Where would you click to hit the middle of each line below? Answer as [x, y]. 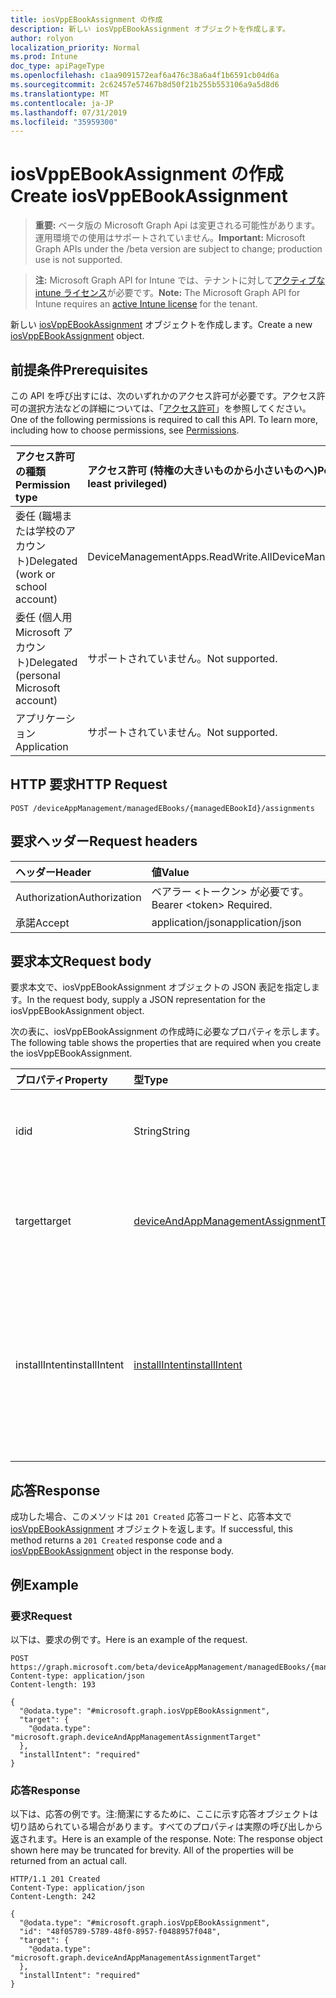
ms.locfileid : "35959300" [64, 122]
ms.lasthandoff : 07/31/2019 [69, 112]
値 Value [170, 872]
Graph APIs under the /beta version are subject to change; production [178, 249]
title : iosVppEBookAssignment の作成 [86, 19]
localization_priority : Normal [75, 47]
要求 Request [41, 1616]
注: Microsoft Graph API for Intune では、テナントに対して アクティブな [180, 280]
